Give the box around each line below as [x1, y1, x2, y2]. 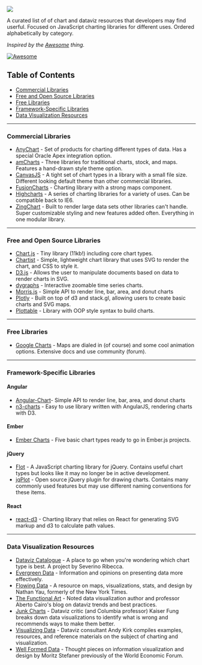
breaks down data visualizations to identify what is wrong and [15, 613, 168, 621]
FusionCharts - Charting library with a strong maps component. [15, 184, 173, 191]
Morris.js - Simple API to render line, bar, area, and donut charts [15, 288, 174, 295]
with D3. [15, 409, 37, 416]
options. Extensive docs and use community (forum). [15, 347, 146, 355]
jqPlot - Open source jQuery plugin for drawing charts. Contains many [15, 476, 189, 483]
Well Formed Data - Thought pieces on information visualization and [15, 645, 185, 652]
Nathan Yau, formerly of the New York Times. [15, 588, 128, 596]
